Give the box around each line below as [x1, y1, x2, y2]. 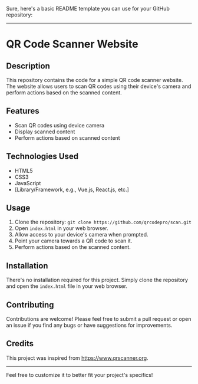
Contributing [6, 300, 54, 310]
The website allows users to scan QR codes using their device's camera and [6, 83, 192, 90]
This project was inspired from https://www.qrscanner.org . [6, 354, 148, 362]
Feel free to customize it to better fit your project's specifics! [6, 371, 153, 378]
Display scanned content [14, 128, 75, 135]
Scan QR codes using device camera [14, 122, 105, 129]
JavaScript [14, 179, 41, 186]
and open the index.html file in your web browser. [6, 283, 128, 290]
